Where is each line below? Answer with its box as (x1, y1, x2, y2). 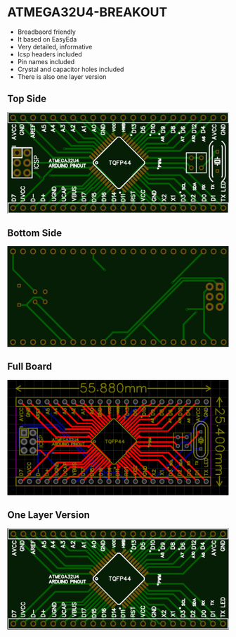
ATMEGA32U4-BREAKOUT (7, 4, 168, 20)
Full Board (7, 361, 53, 373)
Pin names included (17, 57, 75, 66)
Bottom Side (7, 227, 62, 239)
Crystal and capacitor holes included (17, 65, 124, 73)
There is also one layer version (17, 72, 107, 81)
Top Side (7, 93, 47, 105)
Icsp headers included (17, 50, 82, 58)
